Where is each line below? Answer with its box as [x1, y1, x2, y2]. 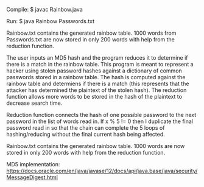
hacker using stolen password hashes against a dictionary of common [6, 67, 183, 74]
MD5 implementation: [6, 161, 60, 168]
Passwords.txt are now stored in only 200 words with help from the [6, 36, 175, 43]
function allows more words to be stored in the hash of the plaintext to [6, 93, 183, 100]
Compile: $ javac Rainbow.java [6, 6, 83, 13]
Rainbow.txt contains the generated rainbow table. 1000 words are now [6, 143, 185, 149]
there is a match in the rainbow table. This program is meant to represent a [6, 61, 194, 68]
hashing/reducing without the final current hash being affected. [6, 131, 166, 138]
